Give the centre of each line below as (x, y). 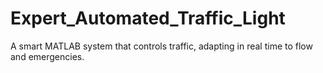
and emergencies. (47, 56)
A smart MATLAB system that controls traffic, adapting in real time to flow (161, 46)
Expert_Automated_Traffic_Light (148, 18)
